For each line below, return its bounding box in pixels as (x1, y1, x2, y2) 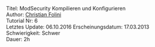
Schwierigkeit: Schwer (6, 30, 60, 37)
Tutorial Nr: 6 (6, 17, 38, 24)
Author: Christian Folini (6, 11, 62, 18)
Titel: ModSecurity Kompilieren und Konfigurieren (6, 5, 126, 12)
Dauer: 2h (6, 36, 31, 42)
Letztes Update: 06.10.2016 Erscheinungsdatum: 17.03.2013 (6, 23, 150, 30)
